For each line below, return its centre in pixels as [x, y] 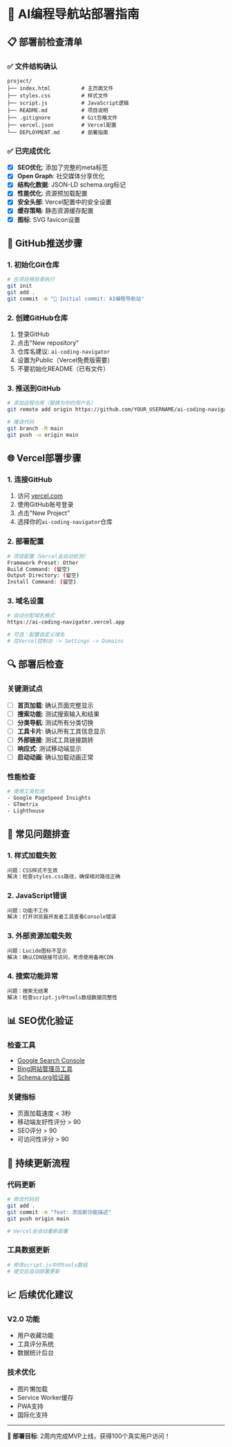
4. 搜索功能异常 [33, 976]
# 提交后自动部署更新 [33, 1271]
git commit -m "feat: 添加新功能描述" [59, 1212]
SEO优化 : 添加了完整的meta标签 [62, 167]
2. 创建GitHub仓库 [38, 317]
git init [20, 286]
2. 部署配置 [26, 541]
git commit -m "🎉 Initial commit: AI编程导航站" [76, 299]
